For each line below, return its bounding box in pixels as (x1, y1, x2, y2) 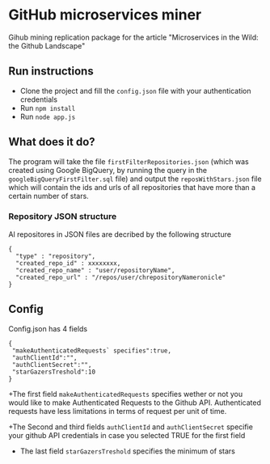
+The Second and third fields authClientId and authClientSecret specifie (8, 422, 253, 432)
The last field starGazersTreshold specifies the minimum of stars (19, 446, 236, 456)
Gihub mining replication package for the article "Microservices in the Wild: (8, 32, 259, 42)
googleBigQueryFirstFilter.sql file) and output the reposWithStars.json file (8, 174, 262, 183)
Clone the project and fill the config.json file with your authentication (19, 86, 252, 95)
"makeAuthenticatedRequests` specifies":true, (11, 346, 172, 355)
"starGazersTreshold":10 (11, 368, 95, 376)
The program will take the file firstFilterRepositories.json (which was (8, 156, 249, 167)
